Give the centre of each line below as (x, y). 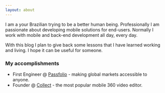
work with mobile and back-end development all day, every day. (71, 35)
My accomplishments (32, 63)
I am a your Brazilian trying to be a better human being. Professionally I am (82, 24)
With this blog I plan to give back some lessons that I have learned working (83, 45)
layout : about (20, 10)
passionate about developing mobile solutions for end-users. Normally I (79, 30)
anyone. (21, 79)
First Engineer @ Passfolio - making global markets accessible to (80, 74)
